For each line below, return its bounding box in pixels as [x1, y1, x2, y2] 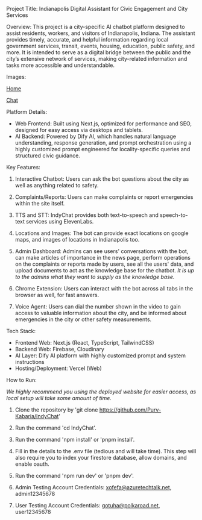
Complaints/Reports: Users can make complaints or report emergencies [14, 193, 194, 201]
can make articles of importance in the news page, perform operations [14, 254, 191, 261]
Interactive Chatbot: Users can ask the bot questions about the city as [14, 175, 189, 183]
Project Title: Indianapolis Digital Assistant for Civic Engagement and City [6, 5, 188, 12]
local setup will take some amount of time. [6, 395, 112, 401]
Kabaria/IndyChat [14, 413, 59, 419]
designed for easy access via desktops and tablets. [14, 127, 144, 133]
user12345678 [14, 509, 51, 515]
